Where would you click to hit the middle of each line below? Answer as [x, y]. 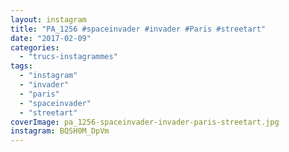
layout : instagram [48, 19]
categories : [35, 47]
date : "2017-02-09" [51, 38]
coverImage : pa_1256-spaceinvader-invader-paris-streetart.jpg [145, 122]
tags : [21, 66]
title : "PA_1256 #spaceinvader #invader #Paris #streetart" [138, 29]
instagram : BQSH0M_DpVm [60, 131]
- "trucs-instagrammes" [68, 57]
